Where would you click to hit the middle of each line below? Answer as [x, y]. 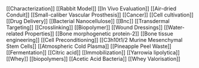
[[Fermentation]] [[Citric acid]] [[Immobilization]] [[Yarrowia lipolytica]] [93, 52]
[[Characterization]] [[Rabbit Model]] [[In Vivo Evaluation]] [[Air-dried [91, 9]
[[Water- [174, 27]
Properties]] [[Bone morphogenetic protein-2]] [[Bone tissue [99, 34]
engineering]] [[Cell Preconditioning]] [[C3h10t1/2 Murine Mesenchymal [94, 40]
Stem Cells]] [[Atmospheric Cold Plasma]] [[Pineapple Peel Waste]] [89, 46]
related [15, 34]
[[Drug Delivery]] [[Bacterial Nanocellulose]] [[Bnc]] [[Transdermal [88, 21]
